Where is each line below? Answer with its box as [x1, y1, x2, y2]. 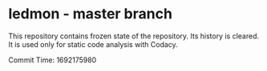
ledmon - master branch [8, 5, 172, 23]
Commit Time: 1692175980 [8, 55, 97, 65]
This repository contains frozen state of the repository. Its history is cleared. [8, 31, 259, 41]
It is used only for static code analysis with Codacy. [8, 39, 178, 49]
